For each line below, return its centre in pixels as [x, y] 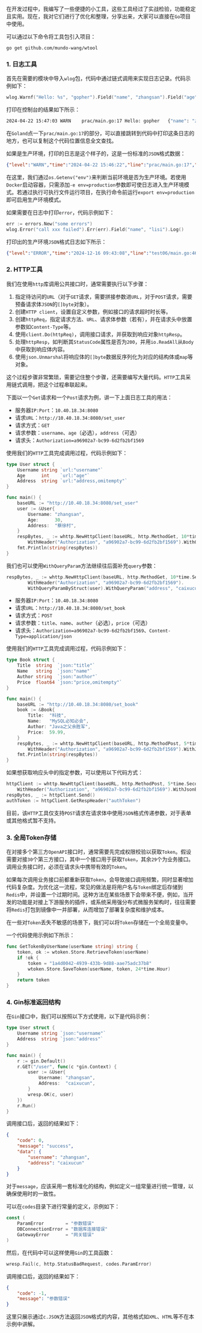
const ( [16, 1218]
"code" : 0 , [31, 1141]
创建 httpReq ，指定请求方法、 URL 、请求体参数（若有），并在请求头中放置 [103, 319]
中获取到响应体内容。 [41, 349]
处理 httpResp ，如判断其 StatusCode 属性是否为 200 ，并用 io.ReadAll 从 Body [104, 342]
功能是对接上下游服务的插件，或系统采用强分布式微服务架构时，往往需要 [106, 902]
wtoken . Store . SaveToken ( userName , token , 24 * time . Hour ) [99, 969]
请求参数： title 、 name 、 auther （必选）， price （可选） [83, 623]
